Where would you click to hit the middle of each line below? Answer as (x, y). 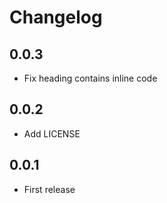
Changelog (56, 17)
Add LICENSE (52, 133)
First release (49, 189)
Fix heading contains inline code (90, 78)
